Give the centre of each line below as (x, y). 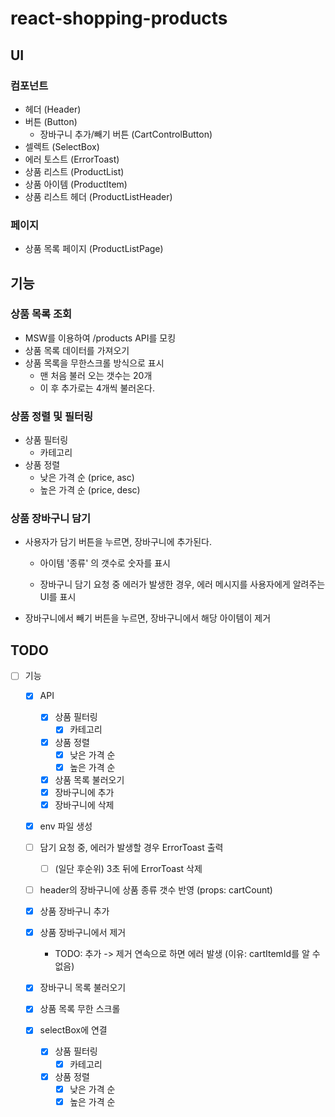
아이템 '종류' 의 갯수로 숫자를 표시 (105, 563)
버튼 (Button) (51, 121)
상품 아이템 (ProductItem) (76, 184)
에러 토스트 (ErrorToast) (72, 159)
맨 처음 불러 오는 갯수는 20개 (96, 375)
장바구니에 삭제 (84, 804)
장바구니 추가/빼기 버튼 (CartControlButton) (126, 134)
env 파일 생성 (66, 826)
